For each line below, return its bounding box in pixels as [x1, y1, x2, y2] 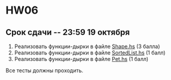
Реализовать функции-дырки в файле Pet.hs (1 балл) [14, 56, 149, 62]
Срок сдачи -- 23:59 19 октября [5, 27, 130, 37]
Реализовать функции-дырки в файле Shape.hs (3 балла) [14, 43, 160, 50]
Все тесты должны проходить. [5, 67, 84, 74]
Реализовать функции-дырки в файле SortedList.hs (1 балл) [14, 49, 166, 56]
